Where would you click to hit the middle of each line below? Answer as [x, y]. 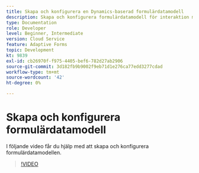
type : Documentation [32, 22]
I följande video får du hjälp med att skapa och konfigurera [78, 146]
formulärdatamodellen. [34, 152]
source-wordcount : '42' [36, 77]
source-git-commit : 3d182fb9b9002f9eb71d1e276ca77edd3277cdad [84, 66]
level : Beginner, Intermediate [45, 34]
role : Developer [26, 28]
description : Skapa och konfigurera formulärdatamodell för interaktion [98, 17]
